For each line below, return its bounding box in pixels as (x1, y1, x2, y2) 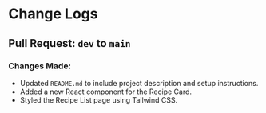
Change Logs (8, 5, 98, 23)
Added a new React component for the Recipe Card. (19, 87, 193, 96)
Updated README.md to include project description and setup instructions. (19, 78, 259, 88)
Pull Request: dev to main (8, 37, 131, 50)
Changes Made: (8, 60, 72, 72)
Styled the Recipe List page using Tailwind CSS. (19, 95, 178, 104)
